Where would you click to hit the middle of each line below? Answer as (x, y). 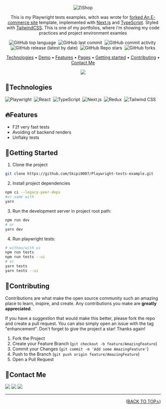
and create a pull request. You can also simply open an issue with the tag (80, 323)
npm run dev (17, 220)
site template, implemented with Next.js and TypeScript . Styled (94, 23)
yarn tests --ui (22, 271)
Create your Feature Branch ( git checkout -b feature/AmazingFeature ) (85, 343)
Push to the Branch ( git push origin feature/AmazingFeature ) (76, 354)
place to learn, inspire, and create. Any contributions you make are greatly (81, 303)
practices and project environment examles (83, 33)
